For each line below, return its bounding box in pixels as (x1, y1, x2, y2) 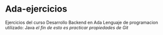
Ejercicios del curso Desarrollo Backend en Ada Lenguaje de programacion (5, 19, 159, 25)
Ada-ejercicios (5, 3, 67, 15)
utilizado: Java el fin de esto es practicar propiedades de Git (5, 24, 129, 30)
